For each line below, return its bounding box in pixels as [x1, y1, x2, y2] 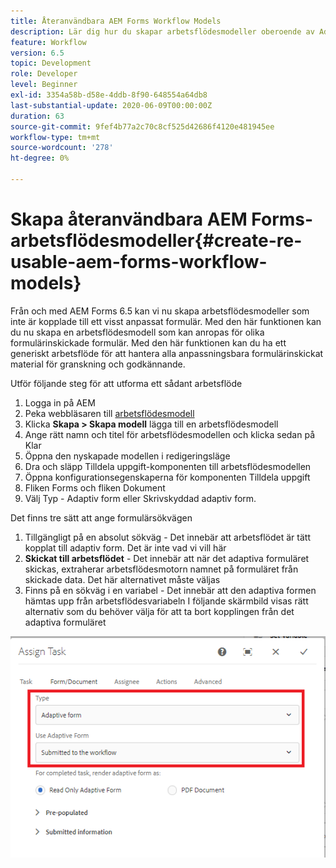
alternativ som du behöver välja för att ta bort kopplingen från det [24, 605, 295, 617]
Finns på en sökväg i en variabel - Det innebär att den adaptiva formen [24, 584, 317, 596]
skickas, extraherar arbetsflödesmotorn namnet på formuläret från [24, 563, 299, 575]
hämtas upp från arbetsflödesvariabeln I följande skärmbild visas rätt [24, 595, 309, 607]
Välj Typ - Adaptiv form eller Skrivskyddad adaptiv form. [24, 492, 257, 504]
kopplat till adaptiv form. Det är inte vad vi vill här [24, 541, 227, 554]
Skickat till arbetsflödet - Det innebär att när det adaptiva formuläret [24, 552, 310, 564]
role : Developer [10, 69, 78, 79]
